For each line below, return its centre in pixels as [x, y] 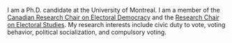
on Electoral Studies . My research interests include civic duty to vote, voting [116, 25]
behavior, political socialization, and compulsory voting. [87, 32]
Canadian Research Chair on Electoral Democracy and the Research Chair [113, 17]
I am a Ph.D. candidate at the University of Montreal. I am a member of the [114, 10]
